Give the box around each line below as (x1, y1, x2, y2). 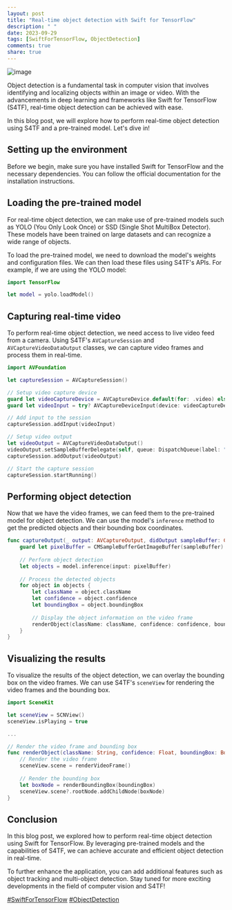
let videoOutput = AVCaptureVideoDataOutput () (7, 440, 144, 447)
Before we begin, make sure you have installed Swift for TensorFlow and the (7, 162, 224, 170)
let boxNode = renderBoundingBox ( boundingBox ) (19, 781, 156, 788)
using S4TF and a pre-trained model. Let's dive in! (7, 124, 151, 132)
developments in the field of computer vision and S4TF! (7, 882, 166, 891)
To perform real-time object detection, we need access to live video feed (7, 329, 215, 337)
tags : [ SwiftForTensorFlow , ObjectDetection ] (7, 36, 140, 43)
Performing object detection (7, 490, 132, 502)
